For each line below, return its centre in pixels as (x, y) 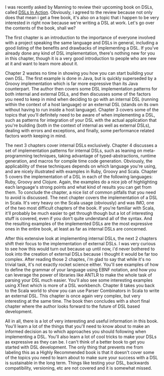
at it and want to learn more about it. (42, 64)
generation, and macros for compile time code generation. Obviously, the (79, 161)
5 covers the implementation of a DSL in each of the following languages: (79, 177)
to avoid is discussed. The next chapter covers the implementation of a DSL (81, 198)
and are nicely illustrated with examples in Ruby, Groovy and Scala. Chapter (81, 171)
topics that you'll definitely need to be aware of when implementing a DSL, (80, 115)
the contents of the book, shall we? (40, 28)
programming (19, 156)
